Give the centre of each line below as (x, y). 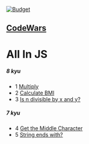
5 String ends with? (39, 134)
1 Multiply (27, 86)
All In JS (27, 54)
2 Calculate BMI (35, 93)
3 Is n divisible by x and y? (48, 99)
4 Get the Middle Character (49, 128)
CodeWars (26, 28)
